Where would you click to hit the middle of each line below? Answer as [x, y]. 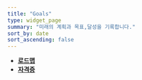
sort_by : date [28, 33]
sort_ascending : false [41, 40]
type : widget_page [34, 20]
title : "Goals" [30, 14]
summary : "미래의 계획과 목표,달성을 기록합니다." [71, 27]
